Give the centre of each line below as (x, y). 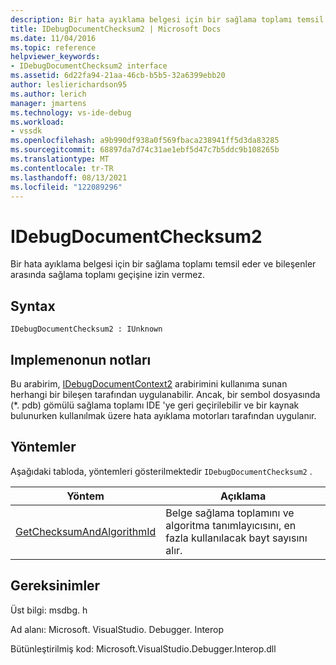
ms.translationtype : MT (60, 159)
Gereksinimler (55, 586)
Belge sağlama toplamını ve (230, 513)
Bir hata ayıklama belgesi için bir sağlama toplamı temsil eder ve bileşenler (163, 264)
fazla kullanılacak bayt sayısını (236, 538)
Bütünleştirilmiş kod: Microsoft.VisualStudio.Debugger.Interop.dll (143, 648)
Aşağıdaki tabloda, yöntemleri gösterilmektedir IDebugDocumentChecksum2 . (161, 471)
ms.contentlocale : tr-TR (62, 168)
